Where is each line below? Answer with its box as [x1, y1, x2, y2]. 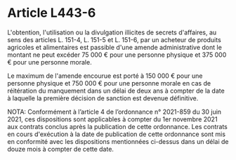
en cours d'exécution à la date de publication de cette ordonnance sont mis [7, 130, 226, 138]
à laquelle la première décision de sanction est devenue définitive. [7, 93, 199, 102]
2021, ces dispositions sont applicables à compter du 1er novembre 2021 [7, 114, 218, 124]
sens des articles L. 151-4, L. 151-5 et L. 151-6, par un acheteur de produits [7, 35, 221, 44]
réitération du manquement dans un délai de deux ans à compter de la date [7, 86, 225, 95]
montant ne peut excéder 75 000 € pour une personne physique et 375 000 [7, 51, 227, 59]
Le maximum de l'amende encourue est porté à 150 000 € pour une [7, 72, 203, 80]
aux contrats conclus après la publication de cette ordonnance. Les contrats [7, 122, 228, 131]
